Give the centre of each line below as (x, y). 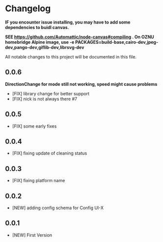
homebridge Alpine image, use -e (40, 42)
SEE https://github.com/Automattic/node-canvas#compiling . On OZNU (80, 37)
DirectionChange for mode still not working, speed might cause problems (81, 84)
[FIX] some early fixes (35, 126)
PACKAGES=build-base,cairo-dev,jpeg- (117, 42)
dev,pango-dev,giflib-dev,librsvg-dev (45, 47)
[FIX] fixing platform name (38, 181)
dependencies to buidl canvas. (37, 27)
